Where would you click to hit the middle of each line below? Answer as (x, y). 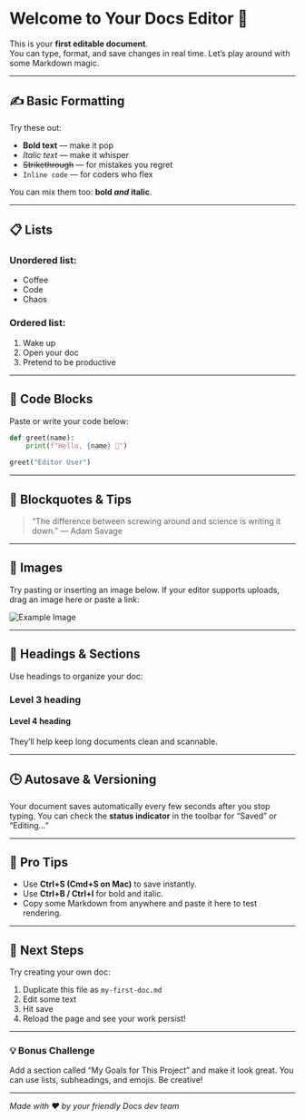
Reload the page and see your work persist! (104, 1019)
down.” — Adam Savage (77, 530)
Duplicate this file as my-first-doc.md (92, 990)
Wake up (39, 342)
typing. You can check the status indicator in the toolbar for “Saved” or (143, 816)
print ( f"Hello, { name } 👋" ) (77, 446)
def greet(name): (42, 438)
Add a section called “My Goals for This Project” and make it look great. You (152, 1070)
